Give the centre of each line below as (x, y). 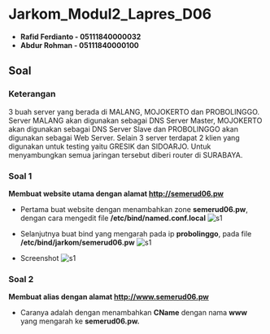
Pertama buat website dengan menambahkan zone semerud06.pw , (134, 209)
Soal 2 (21, 279)
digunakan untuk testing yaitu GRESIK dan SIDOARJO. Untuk (110, 146)
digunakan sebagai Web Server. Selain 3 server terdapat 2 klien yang (124, 137)
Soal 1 (20, 176)
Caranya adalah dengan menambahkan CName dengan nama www (134, 313)
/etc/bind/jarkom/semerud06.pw (78, 242)
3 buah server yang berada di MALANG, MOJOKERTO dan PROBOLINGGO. (134, 111)
